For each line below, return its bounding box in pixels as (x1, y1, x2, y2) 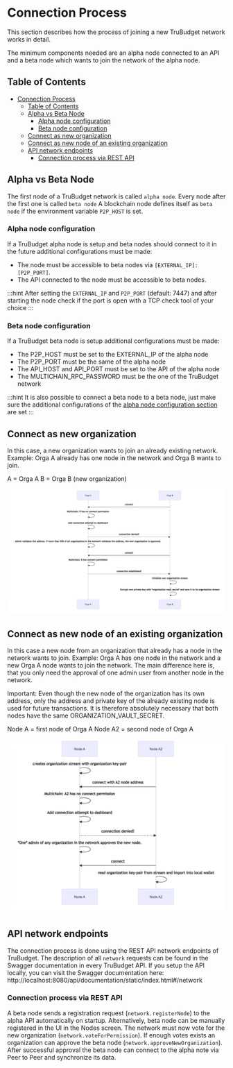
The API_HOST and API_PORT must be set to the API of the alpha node (17, 365, 220, 373)
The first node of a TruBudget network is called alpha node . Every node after (7, 192, 226, 201)
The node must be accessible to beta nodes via (17, 260, 153, 269)
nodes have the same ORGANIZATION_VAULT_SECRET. (7, 711, 165, 720)
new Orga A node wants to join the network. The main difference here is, (7, 661, 215, 670)
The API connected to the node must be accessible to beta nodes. (17, 276, 207, 284)
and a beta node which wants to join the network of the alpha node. (7, 56, 200, 64)
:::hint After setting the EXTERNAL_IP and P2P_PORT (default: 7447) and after (7, 289, 217, 297)
